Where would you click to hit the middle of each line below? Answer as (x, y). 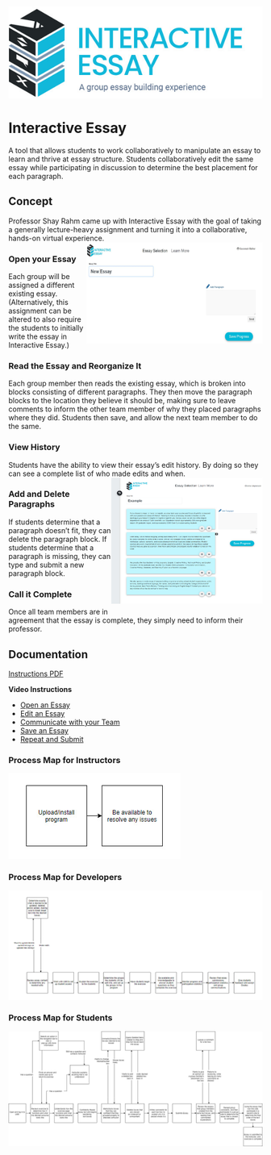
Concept (31, 201)
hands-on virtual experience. (56, 238)
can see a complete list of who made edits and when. (97, 473)
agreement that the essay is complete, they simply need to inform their (126, 620)
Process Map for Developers (65, 878)
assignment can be (40, 311)
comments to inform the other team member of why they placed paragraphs (135, 409)
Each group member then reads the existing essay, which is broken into (127, 384)
